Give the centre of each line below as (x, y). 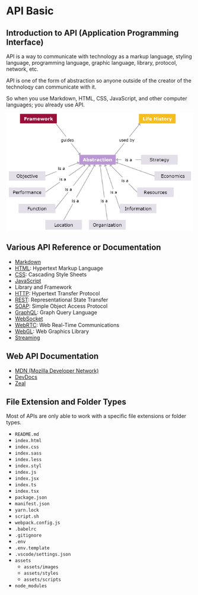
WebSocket (29, 319)
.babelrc (25, 529)
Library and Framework (43, 287)
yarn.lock (27, 510)
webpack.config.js (37, 523)
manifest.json (32, 504)
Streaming (27, 338)
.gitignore (28, 536)
